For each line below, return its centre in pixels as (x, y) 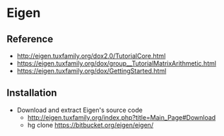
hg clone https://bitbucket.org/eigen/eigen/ (90, 125)
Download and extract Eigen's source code (79, 110)
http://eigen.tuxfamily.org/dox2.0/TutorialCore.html (91, 56)
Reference (30, 39)
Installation (32, 93)
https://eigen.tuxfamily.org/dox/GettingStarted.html (92, 71)
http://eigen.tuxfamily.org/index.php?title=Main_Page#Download (122, 117)
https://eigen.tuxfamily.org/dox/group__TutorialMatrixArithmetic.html (117, 63)
